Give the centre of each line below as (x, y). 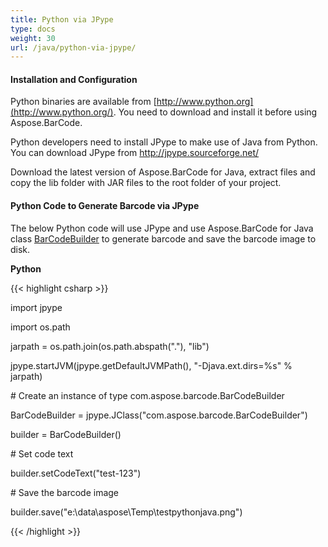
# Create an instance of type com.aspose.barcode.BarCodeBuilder (147, 395)
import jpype (36, 307)
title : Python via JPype (62, 19)
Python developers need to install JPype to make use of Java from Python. (164, 142)
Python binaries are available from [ (83, 102)
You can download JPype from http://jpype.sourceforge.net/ (135, 153)
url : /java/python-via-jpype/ (73, 47)
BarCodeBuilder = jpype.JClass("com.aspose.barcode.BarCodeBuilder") (159, 415)
